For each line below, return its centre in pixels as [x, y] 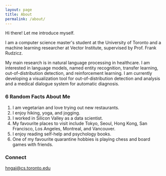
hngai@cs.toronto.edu [28, 168]
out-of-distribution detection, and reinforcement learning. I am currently [79, 73]
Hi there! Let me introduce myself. [40, 33]
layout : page [19, 10]
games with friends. [33, 144]
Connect [16, 157]
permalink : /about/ [25, 19]
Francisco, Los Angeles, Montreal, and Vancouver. [64, 128]
